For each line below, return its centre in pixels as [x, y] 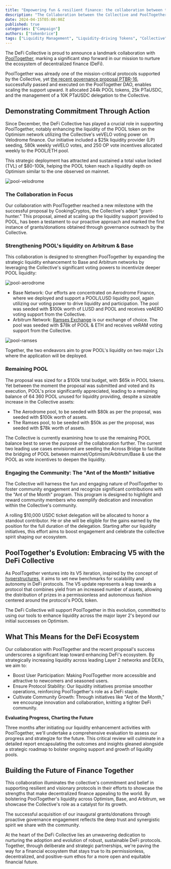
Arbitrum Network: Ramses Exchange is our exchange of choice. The [85, 320]
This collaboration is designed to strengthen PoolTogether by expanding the [85, 257]
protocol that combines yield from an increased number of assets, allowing [84, 589]
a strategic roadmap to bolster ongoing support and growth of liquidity [79, 749]
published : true [22, 24]
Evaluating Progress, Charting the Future [49, 717]
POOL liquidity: [21, 273]
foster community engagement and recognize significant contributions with [84, 489]
